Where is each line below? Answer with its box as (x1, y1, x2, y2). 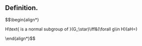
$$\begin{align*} (5, 16, 39, 22)
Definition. (5, 4, 38, 12)
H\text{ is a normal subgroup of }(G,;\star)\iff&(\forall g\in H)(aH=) (5, 26, 138, 32)
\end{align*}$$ (5, 35, 36, 41)
